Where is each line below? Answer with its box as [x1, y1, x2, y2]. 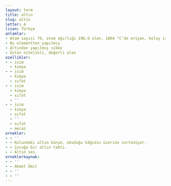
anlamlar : [5, 31, 26, 36]
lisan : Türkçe [5, 26, 36, 32]
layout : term [5, 7, 33, 13]
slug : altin [5, 17, 31, 22]
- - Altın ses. [5, 150, 38, 155]
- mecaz [10, 126, 26, 131]
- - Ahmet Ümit [5, 164, 38, 169]
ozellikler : [5, 55, 31, 60]
